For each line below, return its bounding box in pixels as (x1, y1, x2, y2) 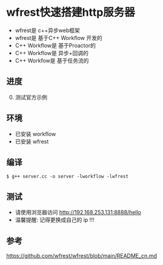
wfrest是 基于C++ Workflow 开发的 (15, 34, 102, 41)
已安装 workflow (15, 130, 56, 137)
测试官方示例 (15, 93, 47, 100)
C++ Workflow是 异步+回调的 (15, 49, 89, 56)
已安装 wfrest (15, 137, 49, 145)
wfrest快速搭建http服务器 (6, 5, 135, 19)
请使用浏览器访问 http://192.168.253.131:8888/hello (15, 209, 141, 216)
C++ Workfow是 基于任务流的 (15, 57, 89, 64)
